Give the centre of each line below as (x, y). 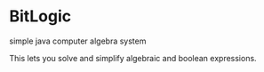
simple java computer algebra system (78, 41)
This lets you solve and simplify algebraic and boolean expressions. (133, 58)
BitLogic (40, 16)
